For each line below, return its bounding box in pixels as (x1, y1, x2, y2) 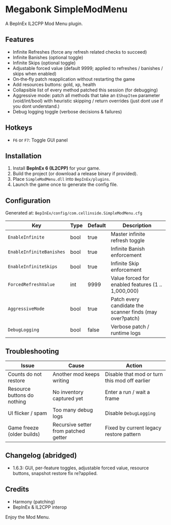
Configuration (5, 196, 51, 205)
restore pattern (105, 431, 141, 438)
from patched (52, 427, 85, 435)
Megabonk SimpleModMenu (5, 4, 128, 15)
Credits (5, 485, 30, 494)
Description (122, 222, 152, 229)
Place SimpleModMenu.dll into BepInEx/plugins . (12, 176, 110, 182)
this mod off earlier (105, 377, 151, 384)
